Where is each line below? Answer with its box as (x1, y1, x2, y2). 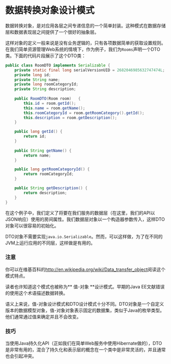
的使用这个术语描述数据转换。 (5, 290, 68, 296)
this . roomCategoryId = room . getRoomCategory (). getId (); (23, 110, 145, 116)
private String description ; (14, 86, 76, 92)
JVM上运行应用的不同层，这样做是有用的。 (5, 240, 96, 246)
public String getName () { (14, 148, 72, 153)
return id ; (23, 134, 47, 139)
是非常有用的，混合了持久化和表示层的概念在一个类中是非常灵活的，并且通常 (5, 347, 166, 353)
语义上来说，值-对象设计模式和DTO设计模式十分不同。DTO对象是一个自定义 (5, 301, 164, 307)
